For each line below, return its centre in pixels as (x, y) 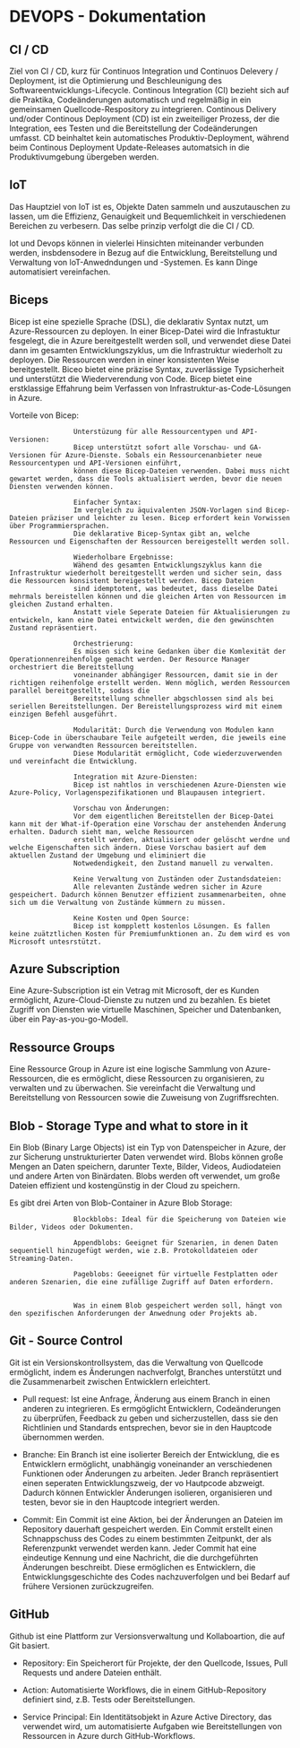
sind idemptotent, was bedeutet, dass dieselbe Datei (176, 588)
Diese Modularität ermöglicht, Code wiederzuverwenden (177, 753)
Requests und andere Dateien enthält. (92, 1672)
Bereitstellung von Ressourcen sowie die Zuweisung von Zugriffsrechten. (144, 1098)
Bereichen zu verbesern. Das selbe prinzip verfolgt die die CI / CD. (132, 225)
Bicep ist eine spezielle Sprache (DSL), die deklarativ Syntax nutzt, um (139, 321)
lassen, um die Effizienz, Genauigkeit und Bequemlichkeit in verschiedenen (148, 216)
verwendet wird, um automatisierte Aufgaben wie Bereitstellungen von (152, 1726)
